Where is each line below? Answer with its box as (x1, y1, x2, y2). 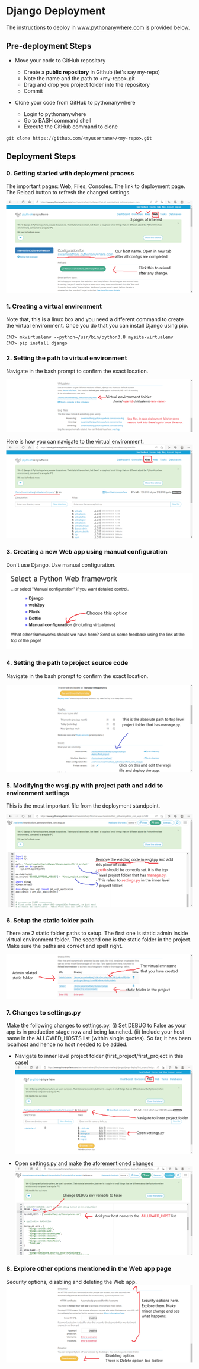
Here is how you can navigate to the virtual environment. (6, 438, 144, 445)
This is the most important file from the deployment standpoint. (6, 802, 161, 809)
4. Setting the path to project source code (6, 659, 129, 667)
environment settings (6, 789, 69, 797)
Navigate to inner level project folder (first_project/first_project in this (14, 1052, 184, 1059)
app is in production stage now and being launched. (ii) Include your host (6, 1028, 185, 1035)
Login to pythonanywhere (23, 110, 86, 117)
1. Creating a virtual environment (6, 302, 102, 310)
